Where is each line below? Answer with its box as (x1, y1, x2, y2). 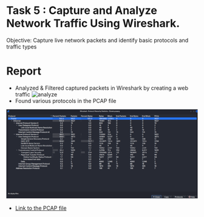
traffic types (6, 43, 37, 50)
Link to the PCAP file (15, 204, 67, 212)
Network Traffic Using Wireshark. (6, 16, 180, 30)
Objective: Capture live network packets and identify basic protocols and (6, 36, 189, 44)
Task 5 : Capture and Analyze (6, 4, 158, 18)
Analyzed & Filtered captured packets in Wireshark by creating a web (15, 84, 189, 92)
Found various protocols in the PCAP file (15, 97, 117, 104)
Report (6, 64, 41, 78)
